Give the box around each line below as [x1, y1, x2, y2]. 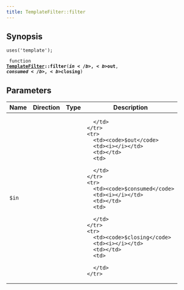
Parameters [6, 85, 52, 95]
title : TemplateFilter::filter [6, 9, 86, 15]
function [9, 58, 32, 64]
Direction [32, 103, 60, 112]
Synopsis [6, 32, 43, 42]
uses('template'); [6, 47, 53, 54]
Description [113, 103, 148, 112]
